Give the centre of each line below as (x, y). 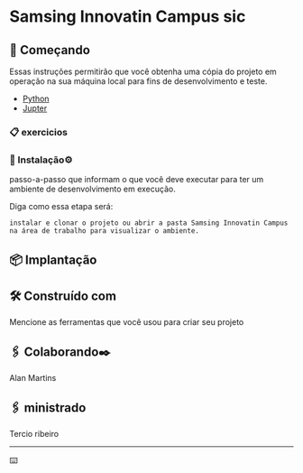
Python (36, 98)
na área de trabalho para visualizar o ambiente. (105, 231)
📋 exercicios (38, 132)
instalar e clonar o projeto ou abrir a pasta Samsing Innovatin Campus (149, 223)
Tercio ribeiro (34, 434)
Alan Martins (33, 378)
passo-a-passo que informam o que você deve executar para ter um (137, 180)
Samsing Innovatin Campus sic (128, 17)
